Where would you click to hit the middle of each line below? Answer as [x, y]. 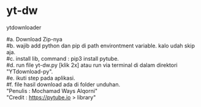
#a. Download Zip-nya [34, 39]
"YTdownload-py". [30, 71]
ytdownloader [24, 27]
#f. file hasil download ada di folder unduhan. [63, 84]
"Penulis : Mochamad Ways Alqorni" [52, 91]
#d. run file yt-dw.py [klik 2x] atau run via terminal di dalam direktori [92, 65]
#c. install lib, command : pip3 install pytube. [63, 58]
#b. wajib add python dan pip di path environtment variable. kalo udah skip [100, 46]
